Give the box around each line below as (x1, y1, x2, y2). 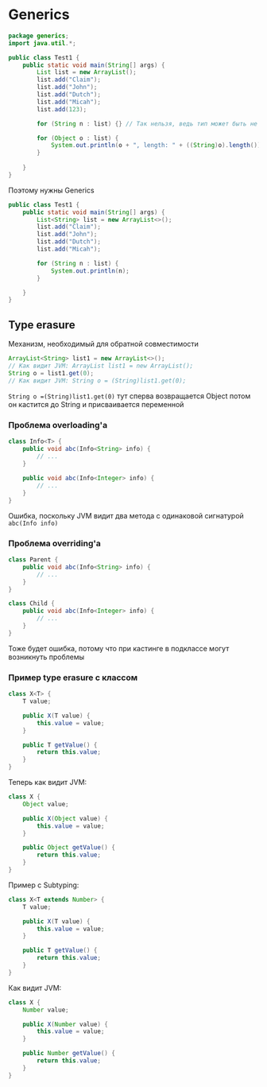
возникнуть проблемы (8, 652, 85, 662)
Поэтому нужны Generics (8, 185, 95, 195)
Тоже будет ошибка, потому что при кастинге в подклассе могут (8, 643, 230, 653)
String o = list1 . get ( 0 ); (8, 369, 94, 377)
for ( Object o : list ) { (37, 134, 119, 142)
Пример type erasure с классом (8, 672, 137, 683)
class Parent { (8, 556, 59, 564)
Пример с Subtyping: (8, 880, 79, 890)
